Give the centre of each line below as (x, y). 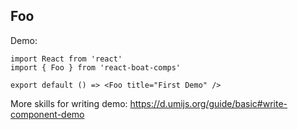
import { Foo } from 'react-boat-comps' (96, 67)
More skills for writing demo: (69, 103)
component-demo (47, 114)
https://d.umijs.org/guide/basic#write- (208, 103)
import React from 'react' (66, 59)
